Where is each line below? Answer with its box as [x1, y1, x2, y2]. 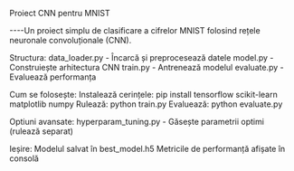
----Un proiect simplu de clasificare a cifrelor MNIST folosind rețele [9, 25, 261, 35]
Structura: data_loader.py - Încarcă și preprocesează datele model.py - [9, 52, 274, 62]
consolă [9, 153, 39, 164]
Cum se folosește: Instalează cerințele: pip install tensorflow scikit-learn [9, 90, 278, 100]
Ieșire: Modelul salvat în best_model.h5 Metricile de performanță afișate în [9, 144, 286, 154]
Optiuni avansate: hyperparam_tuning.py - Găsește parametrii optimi [9, 117, 265, 127]
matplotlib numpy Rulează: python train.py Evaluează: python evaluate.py [9, 99, 283, 109]
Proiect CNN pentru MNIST [9, 8, 110, 18]
